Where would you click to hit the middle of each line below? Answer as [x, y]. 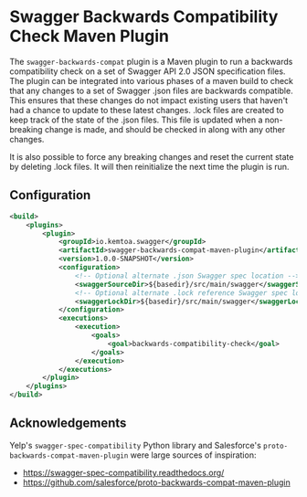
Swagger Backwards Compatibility [144, 17]
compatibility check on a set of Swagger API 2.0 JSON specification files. [148, 71]
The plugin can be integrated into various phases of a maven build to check [152, 80]
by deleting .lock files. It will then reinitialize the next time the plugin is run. [149, 166]
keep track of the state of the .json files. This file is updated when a [136, 120]
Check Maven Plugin [89, 36]
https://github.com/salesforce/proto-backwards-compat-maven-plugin [156, 482]
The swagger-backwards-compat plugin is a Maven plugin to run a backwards [151, 61]
